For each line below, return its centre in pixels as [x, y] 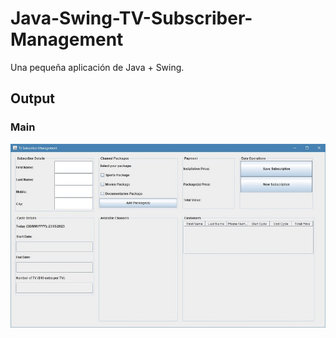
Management [67, 39]
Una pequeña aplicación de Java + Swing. [97, 67]
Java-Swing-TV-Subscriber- [131, 18]
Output [32, 98]
